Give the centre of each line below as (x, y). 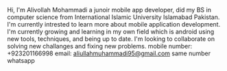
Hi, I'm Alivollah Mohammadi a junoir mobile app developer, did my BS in (109, 10)
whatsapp (21, 60)
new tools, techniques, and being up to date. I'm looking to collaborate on (111, 39)
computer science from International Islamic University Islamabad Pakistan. (113, 17)
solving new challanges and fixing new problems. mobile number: (100, 46)
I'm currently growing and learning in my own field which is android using (111, 31)
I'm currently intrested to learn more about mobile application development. (114, 24)
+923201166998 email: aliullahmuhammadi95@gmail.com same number (109, 53)
